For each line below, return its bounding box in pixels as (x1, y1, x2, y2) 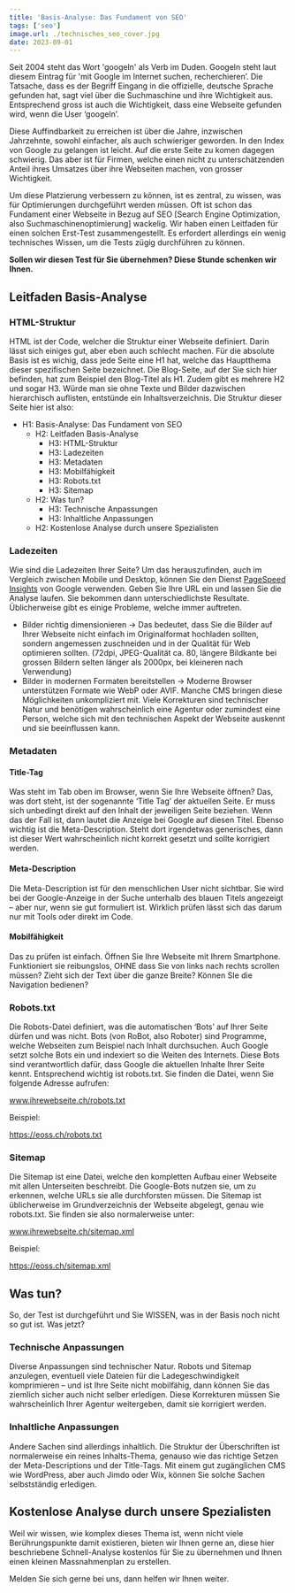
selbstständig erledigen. (9, 1479, 97, 1489)
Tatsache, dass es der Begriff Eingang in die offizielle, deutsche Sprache (9, 81, 274, 91)
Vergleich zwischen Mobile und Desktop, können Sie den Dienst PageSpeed (9, 574, 286, 585)
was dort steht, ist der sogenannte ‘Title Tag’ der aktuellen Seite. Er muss (9, 796, 276, 806)
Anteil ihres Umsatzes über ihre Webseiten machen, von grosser (9, 164, 243, 174)
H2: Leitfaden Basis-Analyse (34, 428, 139, 439)
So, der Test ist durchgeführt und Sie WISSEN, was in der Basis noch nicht (9, 1310, 280, 1320)
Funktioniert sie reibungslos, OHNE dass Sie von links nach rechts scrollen (9, 960, 280, 971)
